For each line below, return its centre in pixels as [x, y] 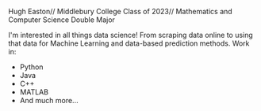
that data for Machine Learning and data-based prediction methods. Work [129, 43]
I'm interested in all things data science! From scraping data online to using [131, 35]
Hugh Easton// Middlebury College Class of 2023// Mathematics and [120, 11]
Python [31, 67]
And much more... [49, 100]
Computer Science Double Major [61, 20]
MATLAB [34, 92]
